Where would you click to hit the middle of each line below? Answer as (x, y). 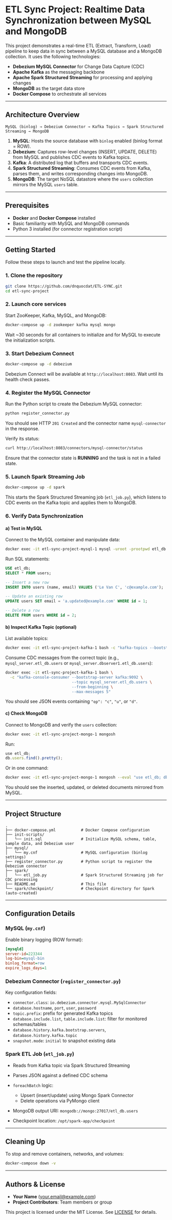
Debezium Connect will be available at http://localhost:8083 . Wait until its (84, 374)
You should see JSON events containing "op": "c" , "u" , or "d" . (71, 701)
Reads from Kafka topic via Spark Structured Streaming (71, 1065)
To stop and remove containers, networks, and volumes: (65, 1154)
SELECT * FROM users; (28, 573)
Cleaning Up (25, 1142)
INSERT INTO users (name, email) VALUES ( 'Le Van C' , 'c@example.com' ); (84, 587)
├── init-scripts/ (25, 835)
